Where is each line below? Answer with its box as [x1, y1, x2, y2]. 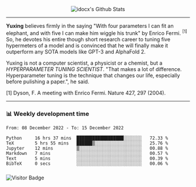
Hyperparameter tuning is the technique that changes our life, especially [6, 72, 180, 79]
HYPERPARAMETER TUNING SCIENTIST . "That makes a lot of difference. [6, 65, 182, 72]
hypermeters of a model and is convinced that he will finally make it [6, 42, 168, 49]
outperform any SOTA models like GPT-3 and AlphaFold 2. [6, 48, 146, 55]
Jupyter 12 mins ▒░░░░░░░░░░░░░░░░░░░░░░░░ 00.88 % [6, 145, 168, 151]
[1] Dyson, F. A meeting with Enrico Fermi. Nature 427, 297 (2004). [6, 89, 166, 96]
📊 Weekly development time [6, 110, 89, 118]
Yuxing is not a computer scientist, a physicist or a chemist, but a [6, 59, 163, 66]
